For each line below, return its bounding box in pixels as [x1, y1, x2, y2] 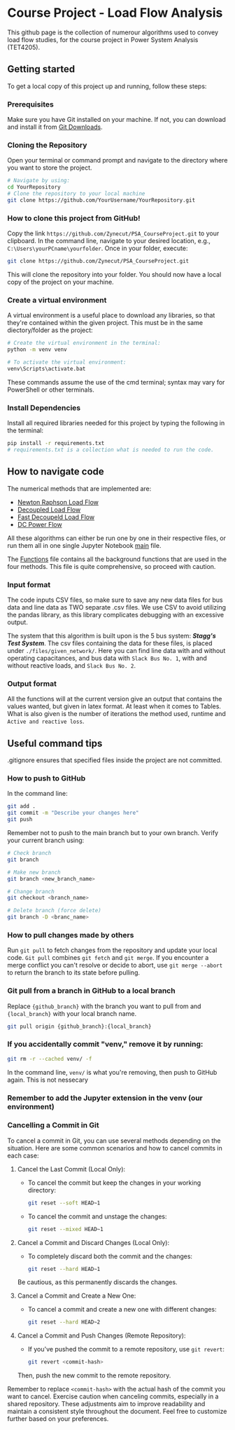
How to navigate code [7, 466, 105, 478]
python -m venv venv [7, 346, 68, 353]
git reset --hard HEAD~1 [27, 1265, 101, 1272]
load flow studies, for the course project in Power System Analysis [7, 35, 199, 43]
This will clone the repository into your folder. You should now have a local [7, 270, 222, 279]
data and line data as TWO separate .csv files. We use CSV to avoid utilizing [7, 603, 226, 611]
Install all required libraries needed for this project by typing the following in [7, 419, 225, 427]
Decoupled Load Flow [17, 505, 81, 514]
